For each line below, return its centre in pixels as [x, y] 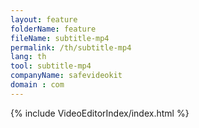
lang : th [28, 57]
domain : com [37, 85]
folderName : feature [53, 29]
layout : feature [44, 19]
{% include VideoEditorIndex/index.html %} [100, 113]
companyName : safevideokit [66, 76]
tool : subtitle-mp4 [51, 66]
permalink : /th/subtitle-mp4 [71, 47]
